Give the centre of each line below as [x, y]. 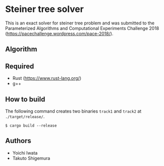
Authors [18, 141]
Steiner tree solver [44, 9]
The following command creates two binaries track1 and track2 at [73, 111]
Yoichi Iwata [25, 153]
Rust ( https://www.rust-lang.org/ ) [47, 78]
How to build [25, 99]
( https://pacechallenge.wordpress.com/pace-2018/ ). [59, 33]
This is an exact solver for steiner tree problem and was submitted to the [80, 23]
